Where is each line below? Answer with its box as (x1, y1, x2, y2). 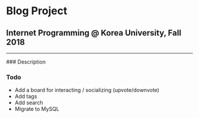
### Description (6, 58, 46, 65)
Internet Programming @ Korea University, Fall (6, 28, 182, 38)
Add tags (14, 93, 37, 100)
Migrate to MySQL (14, 106, 60, 113)
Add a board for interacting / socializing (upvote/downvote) (14, 87, 160, 94)
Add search (14, 99, 43, 106)
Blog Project (6, 4, 68, 18)
